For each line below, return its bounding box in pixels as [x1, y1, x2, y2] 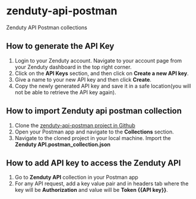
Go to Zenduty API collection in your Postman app [14, 174, 138, 181]
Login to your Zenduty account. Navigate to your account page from [14, 57, 182, 64]
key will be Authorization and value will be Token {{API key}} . [14, 186, 168, 194]
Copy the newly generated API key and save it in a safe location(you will [14, 82, 191, 89]
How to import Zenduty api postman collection [6, 106, 182, 116]
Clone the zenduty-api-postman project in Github [14, 122, 135, 129]
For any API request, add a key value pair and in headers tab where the [14, 180, 189, 187]
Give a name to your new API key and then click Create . [14, 76, 151, 83]
